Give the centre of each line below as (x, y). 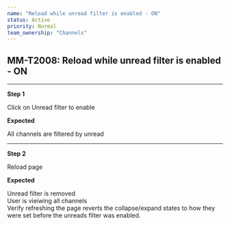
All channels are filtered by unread (55, 134)
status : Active (29, 20)
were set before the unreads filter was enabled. (74, 215)
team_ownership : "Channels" (47, 33)
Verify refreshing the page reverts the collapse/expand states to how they (111, 208)
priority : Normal (32, 26)
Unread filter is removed (41, 193)
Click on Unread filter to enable (51, 108)
